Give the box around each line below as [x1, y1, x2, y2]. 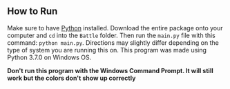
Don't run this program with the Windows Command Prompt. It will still [7, 66, 213, 75]
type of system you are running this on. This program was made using [7, 46, 207, 54]
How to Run [7, 6, 58, 17]
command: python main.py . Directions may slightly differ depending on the [7, 38, 219, 47]
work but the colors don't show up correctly [7, 74, 136, 82]
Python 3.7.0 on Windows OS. [7, 53, 92, 61]
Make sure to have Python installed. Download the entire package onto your [7, 23, 223, 32]
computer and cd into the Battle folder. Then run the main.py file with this [7, 31, 216, 39]
